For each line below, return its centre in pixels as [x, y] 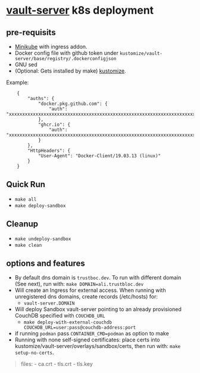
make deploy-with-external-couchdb [68, 322]
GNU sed [26, 64]
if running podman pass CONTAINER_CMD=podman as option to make [92, 334]
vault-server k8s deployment [80, 10]
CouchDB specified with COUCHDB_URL [60, 316]
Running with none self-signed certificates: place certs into [87, 340]
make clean [28, 245]
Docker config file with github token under [67, 53]
